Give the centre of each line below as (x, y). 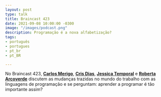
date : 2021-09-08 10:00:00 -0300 (40, 23)
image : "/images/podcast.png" (36, 28)
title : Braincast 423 (27, 19)
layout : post (19, 10)
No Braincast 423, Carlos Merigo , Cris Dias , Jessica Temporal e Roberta (80, 74)
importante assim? (24, 90)
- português (17, 42)
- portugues (17, 46)
